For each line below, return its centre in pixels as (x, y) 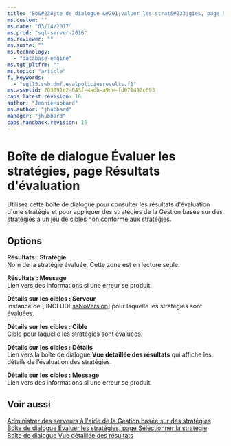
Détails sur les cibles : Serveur (52, 299)
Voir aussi (29, 404)
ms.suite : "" (26, 45)
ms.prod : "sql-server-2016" (47, 33)
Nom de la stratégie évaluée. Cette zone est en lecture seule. (93, 265)
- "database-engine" (43, 59)
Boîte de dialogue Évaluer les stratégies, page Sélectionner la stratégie (107, 428)
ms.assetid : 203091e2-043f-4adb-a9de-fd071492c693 (81, 90)
